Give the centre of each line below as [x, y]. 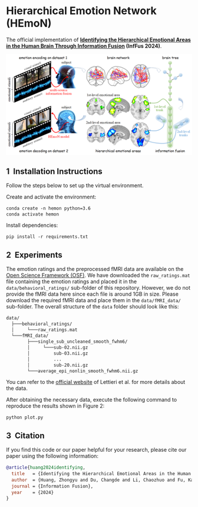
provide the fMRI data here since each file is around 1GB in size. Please [92, 294]
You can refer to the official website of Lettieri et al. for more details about [96, 382]
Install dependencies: [32, 226]
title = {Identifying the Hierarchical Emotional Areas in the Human [101, 473]
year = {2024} [33, 492]
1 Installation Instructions [55, 171]
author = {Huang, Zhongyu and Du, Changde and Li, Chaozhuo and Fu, [98, 480]
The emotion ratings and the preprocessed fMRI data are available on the [95, 269]
